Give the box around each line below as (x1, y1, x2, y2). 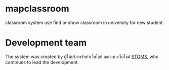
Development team (5, 37, 87, 48)
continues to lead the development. (5, 59, 79, 65)
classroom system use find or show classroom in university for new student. (5, 19, 164, 25)
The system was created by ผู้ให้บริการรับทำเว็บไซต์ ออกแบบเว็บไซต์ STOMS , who (5, 53, 159, 59)
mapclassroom (5, 3, 69, 14)
